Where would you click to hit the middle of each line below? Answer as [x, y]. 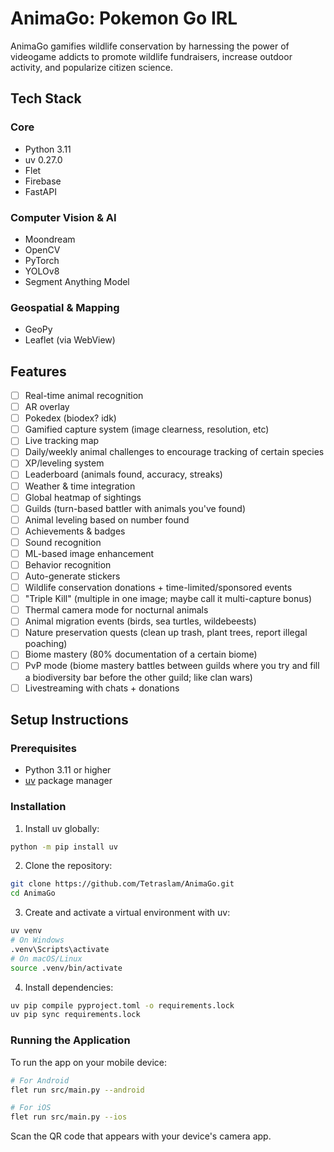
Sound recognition [63, 542]
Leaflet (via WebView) [70, 340]
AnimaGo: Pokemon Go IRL [124, 18]
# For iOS [31, 1108]
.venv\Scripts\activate [60, 949]
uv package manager [68, 781]
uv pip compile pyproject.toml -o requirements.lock [122, 1005]
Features [38, 371]
